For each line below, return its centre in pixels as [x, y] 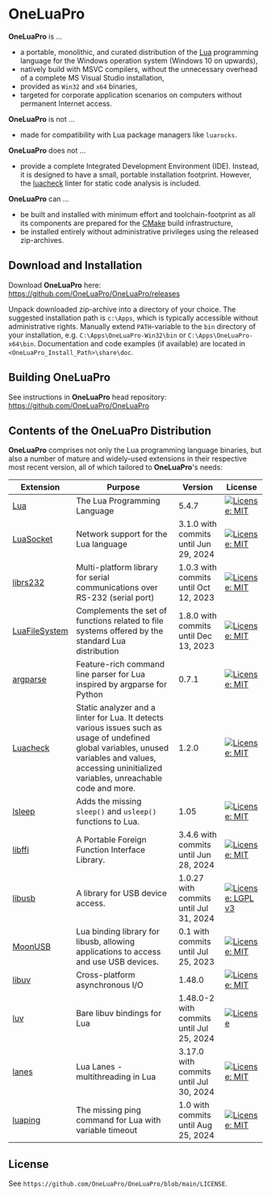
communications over [117, 588]
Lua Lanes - [99, 1067]
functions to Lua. [108, 822]
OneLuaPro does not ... [47, 150]
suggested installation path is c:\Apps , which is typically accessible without [133, 318]
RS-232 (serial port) [115, 598]
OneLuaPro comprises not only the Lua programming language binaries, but [135, 450]
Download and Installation [75, 266]
